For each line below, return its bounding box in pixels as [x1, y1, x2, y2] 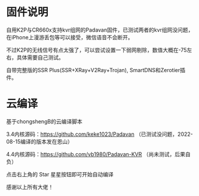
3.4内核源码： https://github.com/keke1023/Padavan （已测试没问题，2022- [6, 130, 193, 138]
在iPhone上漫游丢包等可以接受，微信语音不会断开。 [6, 33, 133, 41]
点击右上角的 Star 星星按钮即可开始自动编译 [6, 170, 114, 178]
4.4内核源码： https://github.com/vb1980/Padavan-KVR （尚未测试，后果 [6, 150, 185, 158]
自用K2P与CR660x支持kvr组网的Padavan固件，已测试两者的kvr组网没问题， [6, 26, 194, 33]
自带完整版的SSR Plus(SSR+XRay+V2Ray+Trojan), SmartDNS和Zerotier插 [6, 66, 186, 73]
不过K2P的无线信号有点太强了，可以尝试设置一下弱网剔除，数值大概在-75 [6, 46, 187, 54]
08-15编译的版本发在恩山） [6, 138, 73, 145]
